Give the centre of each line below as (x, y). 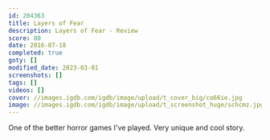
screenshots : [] (35, 75)
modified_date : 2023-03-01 (53, 68)
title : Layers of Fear (46, 23)
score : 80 (25, 38)
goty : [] (23, 61)
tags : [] (23, 82)
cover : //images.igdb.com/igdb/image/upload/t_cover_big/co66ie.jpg (125, 98)
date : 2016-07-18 (37, 46)
